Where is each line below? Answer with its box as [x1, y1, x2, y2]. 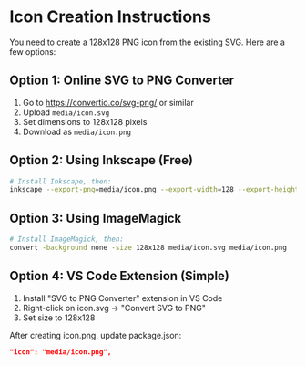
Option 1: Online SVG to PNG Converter [9, 73, 235, 89]
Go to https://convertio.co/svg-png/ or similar [22, 97, 194, 108]
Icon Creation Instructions [9, 6, 211, 27]
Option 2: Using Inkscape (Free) [9, 152, 194, 168]
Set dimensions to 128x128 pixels [22, 116, 148, 127]
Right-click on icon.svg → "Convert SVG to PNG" [22, 302, 207, 313]
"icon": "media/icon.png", [9, 347, 112, 357]
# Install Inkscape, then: [9, 176, 112, 186]
